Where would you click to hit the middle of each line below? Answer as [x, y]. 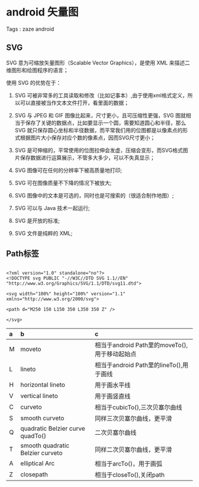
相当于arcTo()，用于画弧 [129, 463]
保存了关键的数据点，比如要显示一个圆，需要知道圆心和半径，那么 [106, 123]
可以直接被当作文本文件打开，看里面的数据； [74, 103]
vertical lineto [39, 396]
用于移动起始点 [115, 354]
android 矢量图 [42, 12]
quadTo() [33, 435]
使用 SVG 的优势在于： [34, 82]
